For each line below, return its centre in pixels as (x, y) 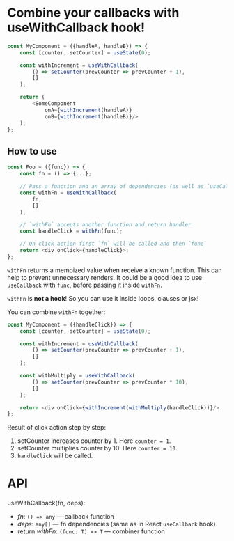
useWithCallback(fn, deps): (46, 503)
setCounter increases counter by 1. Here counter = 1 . (94, 441)
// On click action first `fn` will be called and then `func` (114, 244)
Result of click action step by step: (57, 428)
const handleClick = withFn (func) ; (71, 231)
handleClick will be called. (55, 456)
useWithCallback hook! (76, 28)
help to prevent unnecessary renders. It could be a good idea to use (105, 277)
